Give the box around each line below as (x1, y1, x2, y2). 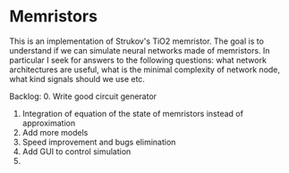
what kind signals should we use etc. (9, 73, 146, 84)
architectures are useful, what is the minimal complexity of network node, (9, 64, 280, 75)
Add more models (21, 127, 89, 137)
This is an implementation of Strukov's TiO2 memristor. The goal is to (9, 36, 264, 46)
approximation (21, 118, 76, 128)
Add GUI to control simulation (21, 145, 132, 157)
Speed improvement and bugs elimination (21, 136, 176, 147)
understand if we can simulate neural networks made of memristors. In (9, 45, 270, 55)
